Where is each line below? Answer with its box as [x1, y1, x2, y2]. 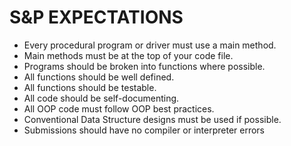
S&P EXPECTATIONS [9, 6, 184, 29]
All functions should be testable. [23, 81, 157, 93]
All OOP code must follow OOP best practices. [23, 102, 215, 115]
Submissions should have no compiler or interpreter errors [23, 124, 265, 136]
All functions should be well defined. [23, 71, 175, 83]
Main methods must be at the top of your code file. [23, 49, 234, 61]
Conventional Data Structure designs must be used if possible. [23, 113, 282, 125]
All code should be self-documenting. [23, 92, 180, 104]
